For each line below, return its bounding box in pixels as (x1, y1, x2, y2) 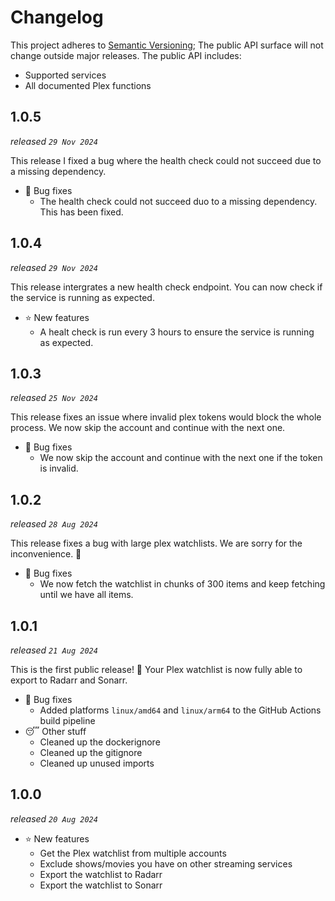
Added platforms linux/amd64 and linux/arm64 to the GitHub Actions (39, 704, 322, 716)
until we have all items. (39, 589, 134, 601)
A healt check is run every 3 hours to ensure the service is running (39, 326, 315, 338)
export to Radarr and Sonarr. (10, 674, 128, 686)
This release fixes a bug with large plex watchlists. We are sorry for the (10, 537, 303, 550)
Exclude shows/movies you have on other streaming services (39, 857, 293, 870)
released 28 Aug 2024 (10, 518, 98, 530)
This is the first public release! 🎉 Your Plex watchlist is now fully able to (10, 664, 303, 675)
